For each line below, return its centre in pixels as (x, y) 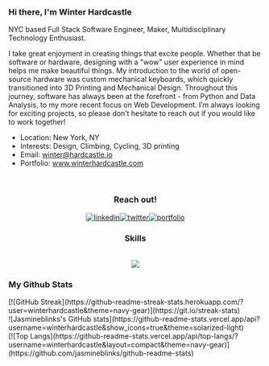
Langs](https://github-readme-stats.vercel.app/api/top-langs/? (134, 336)
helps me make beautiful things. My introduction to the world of (114, 71)
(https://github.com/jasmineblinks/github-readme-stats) (101, 353)
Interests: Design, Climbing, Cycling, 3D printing (99, 146)
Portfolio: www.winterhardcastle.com (81, 163)
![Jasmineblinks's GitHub (50, 319)
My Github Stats (41, 284)
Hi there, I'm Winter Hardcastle (70, 12)
